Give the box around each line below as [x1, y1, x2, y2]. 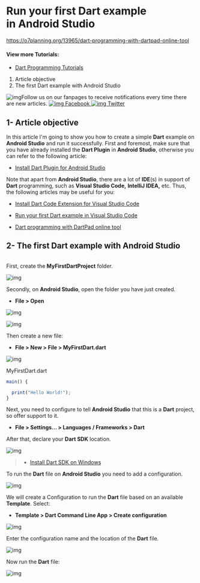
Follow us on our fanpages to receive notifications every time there [21, 94, 187, 101]
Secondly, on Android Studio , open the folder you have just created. [6, 285, 176, 292]
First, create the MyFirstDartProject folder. [6, 262, 113, 270]
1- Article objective [6, 117, 79, 127]
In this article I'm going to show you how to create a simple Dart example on [6, 133, 195, 140]
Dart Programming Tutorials [14, 64, 84, 71]
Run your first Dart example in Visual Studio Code [14, 211, 138, 219]
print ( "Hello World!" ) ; [11, 389, 71, 396]
